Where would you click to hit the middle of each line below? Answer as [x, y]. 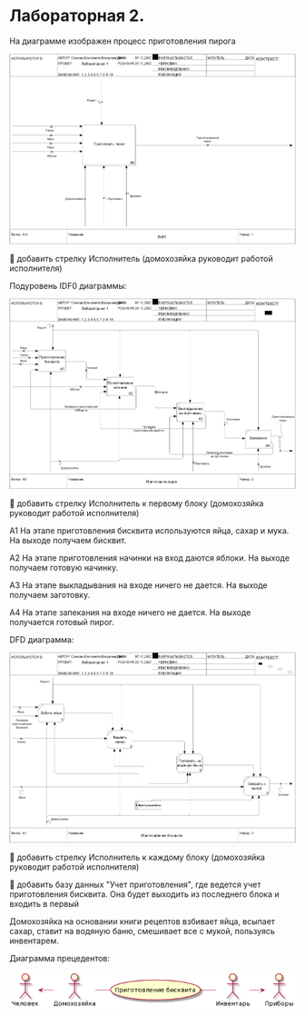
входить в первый [44, 903]
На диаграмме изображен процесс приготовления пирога [123, 41]
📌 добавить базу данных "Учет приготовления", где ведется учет [135, 884]
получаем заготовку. [50, 594]
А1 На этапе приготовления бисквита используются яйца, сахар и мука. [149, 530]
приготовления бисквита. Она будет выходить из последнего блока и [144, 894]
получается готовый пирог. [62, 622]
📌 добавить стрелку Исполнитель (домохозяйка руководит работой [142, 258]
